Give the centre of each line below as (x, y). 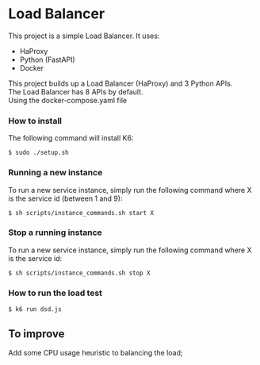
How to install (35, 121)
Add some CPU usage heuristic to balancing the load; (96, 352)
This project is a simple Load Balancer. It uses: (84, 36)
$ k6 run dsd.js (35, 309)
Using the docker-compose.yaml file (68, 100)
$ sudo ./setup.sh (38, 153)
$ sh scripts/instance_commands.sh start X (81, 213)
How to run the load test (55, 293)
